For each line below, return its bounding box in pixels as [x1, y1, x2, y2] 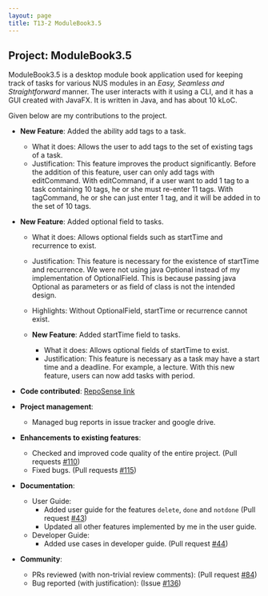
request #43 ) [43, 514, 88, 523]
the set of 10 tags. [31, 202, 92, 211]
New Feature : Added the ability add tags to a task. [19, 126, 186, 136]
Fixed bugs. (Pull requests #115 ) [31, 466, 138, 475]
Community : [19, 554, 62, 564]
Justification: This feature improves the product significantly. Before [31, 159, 256, 169]
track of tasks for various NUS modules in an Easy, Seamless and [8, 78, 225, 88]
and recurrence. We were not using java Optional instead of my [31, 265, 240, 274]
